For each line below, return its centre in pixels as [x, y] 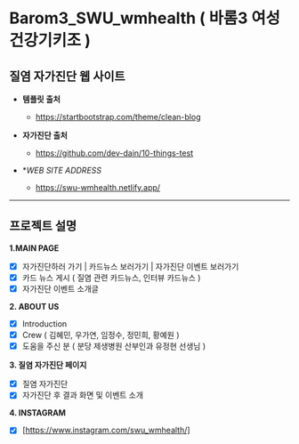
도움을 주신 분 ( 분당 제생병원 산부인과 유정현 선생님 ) [114, 346]
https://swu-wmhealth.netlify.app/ [98, 187]
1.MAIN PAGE [34, 248]
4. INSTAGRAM [38, 413]
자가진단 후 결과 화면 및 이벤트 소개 [83, 395]
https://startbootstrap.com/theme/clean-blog [118, 117]
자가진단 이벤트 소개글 [61, 288]
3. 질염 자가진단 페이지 [48, 365]
